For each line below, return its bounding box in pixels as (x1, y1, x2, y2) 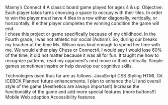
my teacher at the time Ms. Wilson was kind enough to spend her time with (5, 42, 160, 47)
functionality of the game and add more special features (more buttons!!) (5, 89, 156, 94)
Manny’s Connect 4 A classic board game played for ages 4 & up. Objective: (5, 5, 163, 10)
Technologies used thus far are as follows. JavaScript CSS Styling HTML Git (5, 73, 163, 78)
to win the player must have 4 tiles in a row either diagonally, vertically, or (5, 15, 157, 21)
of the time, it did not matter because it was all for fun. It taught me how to (5, 52, 159, 58)
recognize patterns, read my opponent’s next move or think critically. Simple (5, 58, 163, 63)
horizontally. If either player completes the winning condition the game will (5, 20, 159, 26)
